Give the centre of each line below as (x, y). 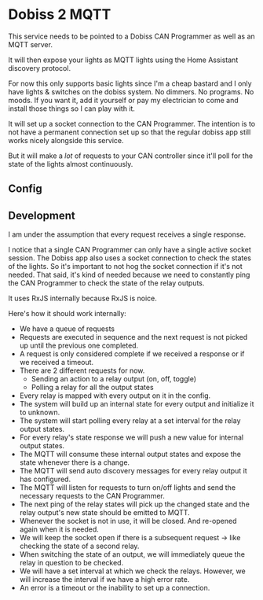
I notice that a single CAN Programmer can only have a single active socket (130, 250)
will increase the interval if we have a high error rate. (104, 580)
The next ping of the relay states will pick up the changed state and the (134, 504)
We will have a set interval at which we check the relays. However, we (132, 571)
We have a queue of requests (67, 329)
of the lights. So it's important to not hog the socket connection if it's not (126, 267)
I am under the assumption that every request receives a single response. (127, 234)
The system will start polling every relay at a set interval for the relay (130, 421)
